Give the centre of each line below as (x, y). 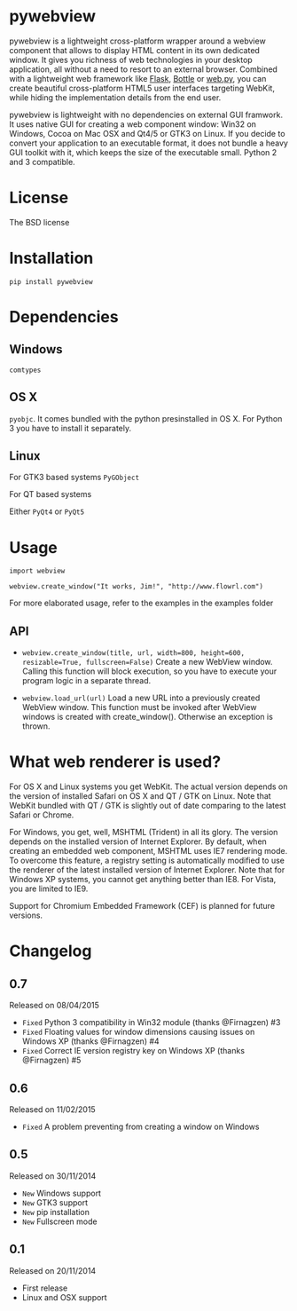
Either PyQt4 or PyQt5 (47, 511)
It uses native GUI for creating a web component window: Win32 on (133, 124)
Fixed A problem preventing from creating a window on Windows (141, 1126)
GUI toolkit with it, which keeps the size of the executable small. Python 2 (143, 152)
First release (45, 1288)
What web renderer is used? (115, 762)
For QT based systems (51, 494)
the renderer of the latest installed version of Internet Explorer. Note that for (147, 870)
